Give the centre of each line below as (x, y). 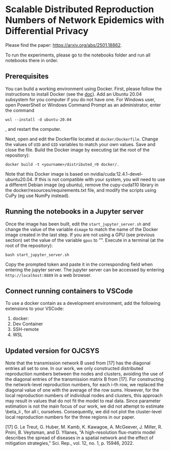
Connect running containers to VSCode (69, 291)
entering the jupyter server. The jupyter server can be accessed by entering (85, 270)
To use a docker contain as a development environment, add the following (83, 303)
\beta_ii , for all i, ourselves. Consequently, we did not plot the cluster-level (83, 412)
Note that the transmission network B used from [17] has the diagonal (78, 363)
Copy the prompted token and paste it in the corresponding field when (79, 264)
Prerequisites (27, 77)
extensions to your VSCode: (35, 308)
